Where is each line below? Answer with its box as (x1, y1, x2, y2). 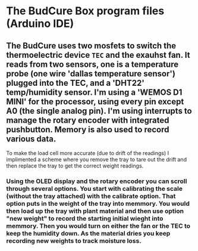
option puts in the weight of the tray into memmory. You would (6, 199, 190, 207)
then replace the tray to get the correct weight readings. (6, 162, 144, 169)
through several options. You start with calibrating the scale (6, 184, 183, 193)
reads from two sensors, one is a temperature (6, 59, 179, 69)
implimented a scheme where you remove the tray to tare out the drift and (6, 156, 187, 163)
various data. (6, 134, 56, 144)
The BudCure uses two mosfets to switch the (6, 41, 177, 51)
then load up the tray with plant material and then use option (6, 207, 184, 215)
